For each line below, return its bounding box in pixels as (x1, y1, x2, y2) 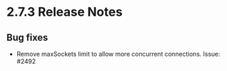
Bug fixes (6, 32, 48, 43)
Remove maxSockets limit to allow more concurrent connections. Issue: (16, 50, 221, 58)
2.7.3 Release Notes (6, 4, 122, 20)
